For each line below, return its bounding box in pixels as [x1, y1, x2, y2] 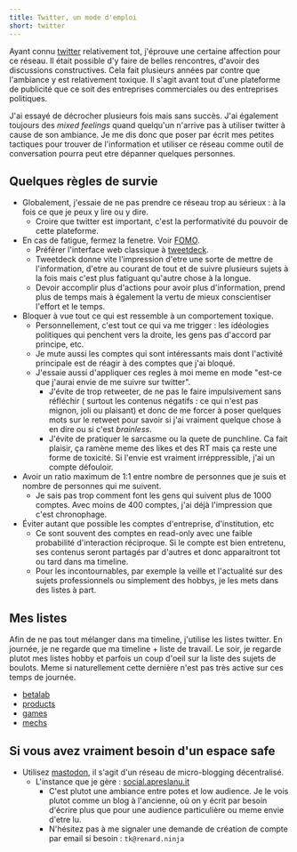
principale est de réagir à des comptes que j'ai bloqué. [35, 358, 236, 369]
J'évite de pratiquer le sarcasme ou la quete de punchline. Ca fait [48, 433, 288, 445]
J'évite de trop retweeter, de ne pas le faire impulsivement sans [48, 386, 282, 397]
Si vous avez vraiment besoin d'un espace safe [9, 743, 276, 759]
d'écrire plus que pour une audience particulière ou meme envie [48, 804, 285, 815]
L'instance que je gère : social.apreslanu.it [35, 776, 189, 787]
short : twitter [9, 21, 66, 30]
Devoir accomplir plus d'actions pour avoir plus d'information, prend [35, 282, 286, 293]
